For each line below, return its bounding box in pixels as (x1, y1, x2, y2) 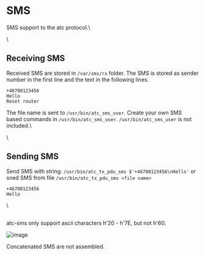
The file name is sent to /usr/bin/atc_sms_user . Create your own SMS (6, 109, 182, 116)
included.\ (6, 122, 32, 129)
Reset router (6, 98, 40, 104)
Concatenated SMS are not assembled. (6, 243, 105, 250)
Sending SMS (6, 152, 59, 162)
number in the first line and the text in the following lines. (6, 75, 149, 83)
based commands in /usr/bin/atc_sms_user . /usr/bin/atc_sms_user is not (6, 115, 192, 122)
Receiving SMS (6, 53, 65, 64)
